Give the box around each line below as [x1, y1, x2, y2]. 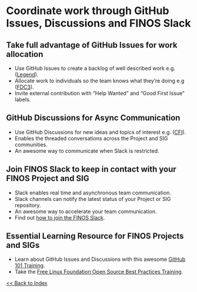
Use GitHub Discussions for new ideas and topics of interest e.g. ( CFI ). [14, 128, 186, 136]
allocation [6, 49, 44, 59]
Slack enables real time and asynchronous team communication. [14, 189, 172, 196]
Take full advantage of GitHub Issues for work [6, 40, 178, 50]
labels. [14, 96, 31, 103]
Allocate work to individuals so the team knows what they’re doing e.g [14, 78, 185, 84]
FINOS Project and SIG [6, 173, 89, 183]
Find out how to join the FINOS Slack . [14, 214, 105, 221]
